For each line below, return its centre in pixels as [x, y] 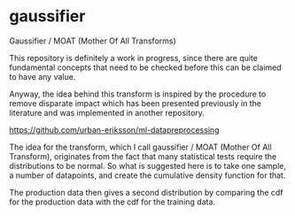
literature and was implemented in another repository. [107, 112]
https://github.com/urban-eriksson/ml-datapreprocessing [114, 129]
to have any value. [43, 76]
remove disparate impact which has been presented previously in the [135, 103]
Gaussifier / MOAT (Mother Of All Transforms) [93, 41]
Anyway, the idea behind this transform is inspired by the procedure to [138, 94]
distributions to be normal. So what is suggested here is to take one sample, [147, 166]
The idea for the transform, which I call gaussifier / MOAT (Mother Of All [140, 147]
